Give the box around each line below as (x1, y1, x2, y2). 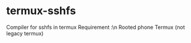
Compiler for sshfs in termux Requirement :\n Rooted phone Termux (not (6, 24, 185, 31)
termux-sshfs (6, 4, 76, 18)
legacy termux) (6, 29, 44, 37)
